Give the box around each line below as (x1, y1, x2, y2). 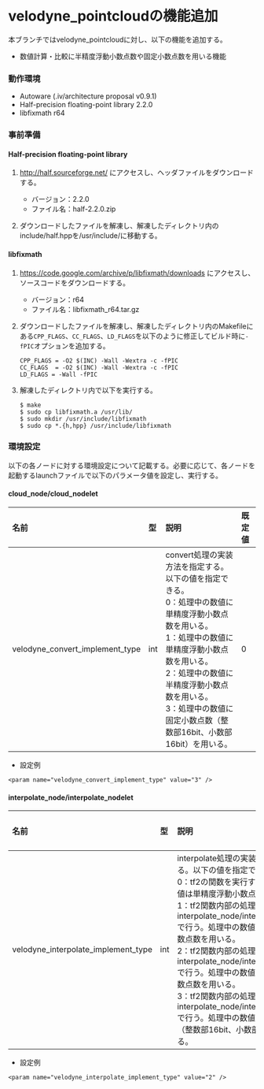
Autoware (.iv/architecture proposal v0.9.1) (19, 91, 157, 101)
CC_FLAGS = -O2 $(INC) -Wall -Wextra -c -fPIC (19, 363, 178, 371)
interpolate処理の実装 (176, 853, 257, 864)
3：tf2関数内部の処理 (176, 991, 256, 1002)
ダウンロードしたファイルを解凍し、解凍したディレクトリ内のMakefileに (19, 321, 254, 331)
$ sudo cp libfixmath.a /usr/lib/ (19, 407, 133, 416)
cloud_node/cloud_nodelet (8, 489, 98, 499)
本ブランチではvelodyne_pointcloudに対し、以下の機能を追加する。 (8, 35, 228, 44)
